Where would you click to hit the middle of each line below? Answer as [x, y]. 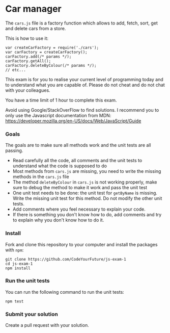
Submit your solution [32, 314]
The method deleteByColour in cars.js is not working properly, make [85, 182]
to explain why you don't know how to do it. [58, 220]
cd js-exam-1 [19, 264]
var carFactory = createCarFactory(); [46, 52]
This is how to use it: [27, 38]
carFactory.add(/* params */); [38, 57]
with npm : [15, 250]
